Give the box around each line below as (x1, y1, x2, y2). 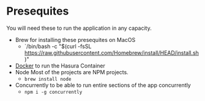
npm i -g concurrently (24, 89, 83, 95)
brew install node (24, 76, 72, 82)
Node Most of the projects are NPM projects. (15, 68, 129, 75)
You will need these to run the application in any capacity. (6, 24, 152, 32)
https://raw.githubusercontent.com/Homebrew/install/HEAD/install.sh (24, 49, 199, 56)
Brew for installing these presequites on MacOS (15, 36, 136, 43)
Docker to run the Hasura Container (15, 62, 106, 69)
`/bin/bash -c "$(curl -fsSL (24, 43, 92, 50)
